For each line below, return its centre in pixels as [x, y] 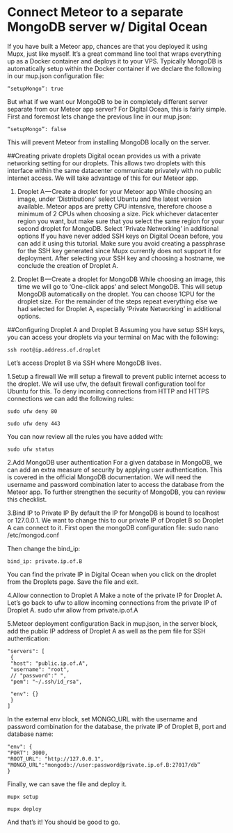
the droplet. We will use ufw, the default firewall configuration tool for [106, 384]
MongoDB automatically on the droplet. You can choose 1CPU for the [116, 294]
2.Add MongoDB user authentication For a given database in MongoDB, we [115, 462]
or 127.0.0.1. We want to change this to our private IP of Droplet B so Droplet [115, 520]
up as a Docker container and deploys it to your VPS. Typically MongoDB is [115, 61]
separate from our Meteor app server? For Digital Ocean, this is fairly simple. [117, 109]
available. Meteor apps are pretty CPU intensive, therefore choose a [114, 206]
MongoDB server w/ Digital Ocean [107, 27]
